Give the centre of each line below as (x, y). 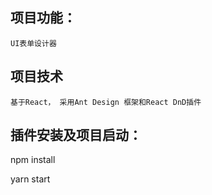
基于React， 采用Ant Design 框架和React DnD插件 (106, 102)
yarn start (30, 179)
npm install (33, 160)
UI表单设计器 (33, 43)
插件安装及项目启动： (76, 135)
